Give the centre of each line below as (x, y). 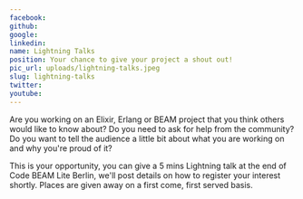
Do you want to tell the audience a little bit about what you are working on (147, 138)
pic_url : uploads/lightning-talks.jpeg (85, 69)
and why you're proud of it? (61, 148)
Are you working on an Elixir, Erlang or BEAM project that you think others (147, 119)
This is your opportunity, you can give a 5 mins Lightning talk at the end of (148, 166)
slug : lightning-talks (52, 77)
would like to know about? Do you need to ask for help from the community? (152, 128)
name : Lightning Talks (52, 52)
